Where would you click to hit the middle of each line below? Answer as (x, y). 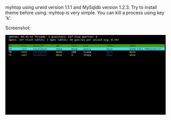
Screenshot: (18, 28)
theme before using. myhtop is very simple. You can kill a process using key (85, 13)
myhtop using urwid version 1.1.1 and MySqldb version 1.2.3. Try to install (81, 7)
